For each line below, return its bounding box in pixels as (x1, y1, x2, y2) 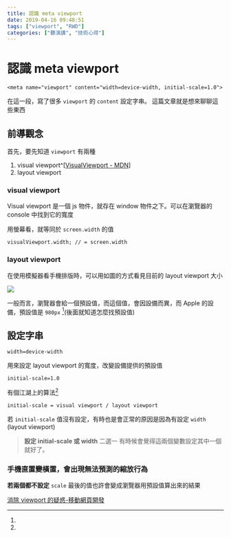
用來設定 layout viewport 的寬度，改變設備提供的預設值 (7, 362, 163, 370)
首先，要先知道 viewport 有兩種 (7, 147, 96, 155)
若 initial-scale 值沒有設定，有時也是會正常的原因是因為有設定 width (7, 415, 206, 423)
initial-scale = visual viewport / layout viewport (7, 402, 158, 409)
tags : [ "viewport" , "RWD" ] (7, 23, 85, 30)
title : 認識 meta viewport (7, 10, 82, 17)
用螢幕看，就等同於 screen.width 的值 (7, 225, 114, 234)
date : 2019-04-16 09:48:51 (7, 17, 85, 23)
